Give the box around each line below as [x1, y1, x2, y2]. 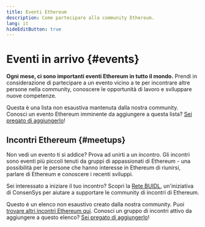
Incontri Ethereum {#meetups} [6, 135, 126, 145]
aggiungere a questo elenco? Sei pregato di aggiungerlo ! [6, 214, 150, 221]
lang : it [6, 20, 29, 26]
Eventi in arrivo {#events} [6, 53, 140, 66]
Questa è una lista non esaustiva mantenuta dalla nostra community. [6, 104, 179, 111]
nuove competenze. [6, 92, 57, 100]
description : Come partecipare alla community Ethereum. [6, 15, 155, 21]
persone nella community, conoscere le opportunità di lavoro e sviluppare [6, 86, 192, 93]
